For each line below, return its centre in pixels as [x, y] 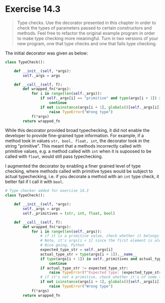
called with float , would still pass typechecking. [54, 156]
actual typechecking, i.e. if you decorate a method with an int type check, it [82, 177]
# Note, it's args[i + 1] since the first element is [96, 241]
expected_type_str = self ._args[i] [76, 250]
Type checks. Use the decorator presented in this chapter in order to [86, 23]
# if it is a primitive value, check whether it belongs [100, 236]
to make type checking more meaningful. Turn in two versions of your [88, 38]
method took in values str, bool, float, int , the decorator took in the [77, 141]
